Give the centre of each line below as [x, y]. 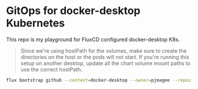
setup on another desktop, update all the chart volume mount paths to [105, 63]
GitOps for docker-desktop [73, 11]
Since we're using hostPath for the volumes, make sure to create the [103, 50]
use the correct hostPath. [51, 69]
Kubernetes [36, 23]
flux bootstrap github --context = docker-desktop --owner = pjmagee [88, 80]
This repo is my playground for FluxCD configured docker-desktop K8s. [93, 39]
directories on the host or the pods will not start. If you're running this [105, 57]
